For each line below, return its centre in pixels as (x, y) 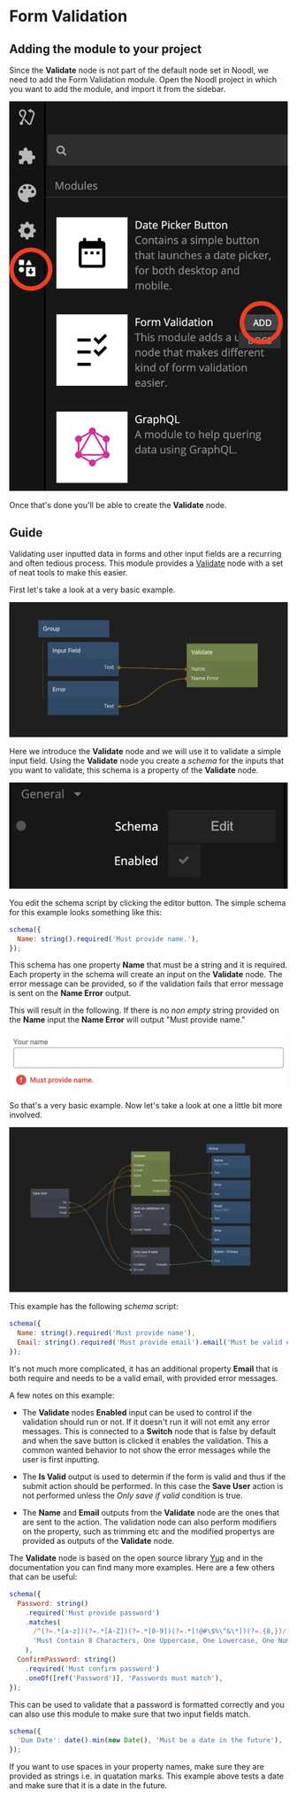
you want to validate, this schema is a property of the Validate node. (134, 770)
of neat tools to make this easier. (69, 573)
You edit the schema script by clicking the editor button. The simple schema (148, 903)
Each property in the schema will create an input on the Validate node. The (146, 975)
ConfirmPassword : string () (67, 1660)
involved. (26, 1115)
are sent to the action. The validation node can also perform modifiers (149, 1522)
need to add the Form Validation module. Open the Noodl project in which (143, 80)
